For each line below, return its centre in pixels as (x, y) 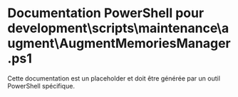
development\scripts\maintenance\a (118, 28)
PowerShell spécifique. (41, 86)
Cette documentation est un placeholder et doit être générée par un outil (114, 78)
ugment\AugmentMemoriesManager (119, 44)
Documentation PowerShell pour (106, 13)
